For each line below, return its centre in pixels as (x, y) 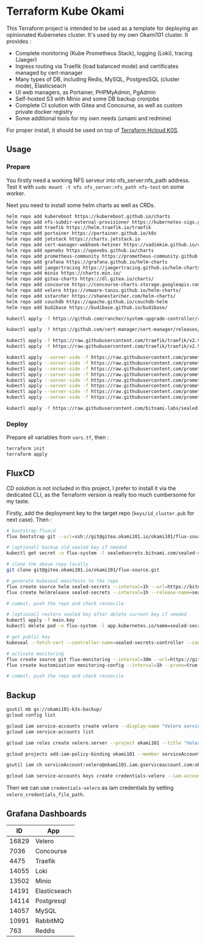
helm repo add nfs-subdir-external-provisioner (68, 222)
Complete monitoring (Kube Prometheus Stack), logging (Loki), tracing (104, 53)
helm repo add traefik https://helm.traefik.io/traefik (79, 228)
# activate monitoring (35, 654)
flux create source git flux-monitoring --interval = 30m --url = (88, 659)
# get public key (28, 637)
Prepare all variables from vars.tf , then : (58, 437)
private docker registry (44, 112)
